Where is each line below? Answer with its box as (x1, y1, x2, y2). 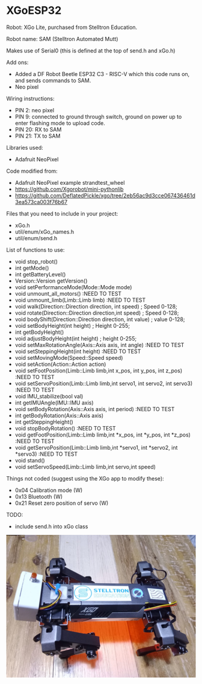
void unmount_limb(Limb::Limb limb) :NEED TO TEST (14, 296, 146, 304)
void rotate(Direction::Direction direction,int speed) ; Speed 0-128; (14, 309, 179, 316)
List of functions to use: (6, 246, 65, 254)
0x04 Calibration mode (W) (14, 487, 83, 494)
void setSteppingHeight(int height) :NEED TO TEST (14, 348, 141, 355)
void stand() (14, 456, 45, 464)
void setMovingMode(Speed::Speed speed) (14, 354, 123, 361)
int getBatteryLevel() (14, 270, 66, 278)
